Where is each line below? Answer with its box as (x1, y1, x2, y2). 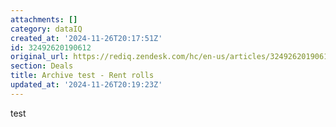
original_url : (10, 52, 70, 62)
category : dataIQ (10, 24, 83, 34)
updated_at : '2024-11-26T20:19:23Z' (10, 80, 163, 90)
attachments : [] (10, 14, 78, 25)
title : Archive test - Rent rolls (10, 71, 155, 81)
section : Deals (10, 61, 74, 71)
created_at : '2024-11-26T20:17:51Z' (10, 33, 163, 43)
